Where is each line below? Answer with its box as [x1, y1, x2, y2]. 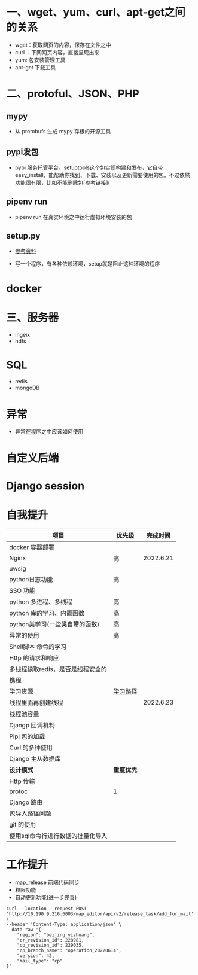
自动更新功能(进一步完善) [14, 894, 77, 901]
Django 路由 [9, 798, 43, 806]
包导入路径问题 [9, 809, 52, 817]
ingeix [14, 331, 31, 338]
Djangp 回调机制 [9, 721, 55, 729]
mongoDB [14, 384, 40, 392]
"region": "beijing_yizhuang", [17, 931, 95, 938]
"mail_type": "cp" [17, 958, 63, 964]
